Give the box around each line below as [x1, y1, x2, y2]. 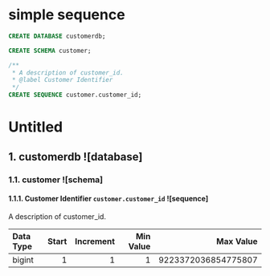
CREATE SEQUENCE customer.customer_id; [8, 91, 142, 99]
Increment [75, 235, 115, 246]
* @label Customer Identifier [11, 76, 113, 84]
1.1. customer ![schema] [8, 174, 103, 185]
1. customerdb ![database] [8, 150, 143, 164]
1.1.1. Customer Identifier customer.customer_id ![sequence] [8, 194, 209, 204]
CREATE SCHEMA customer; [8, 47, 92, 55]
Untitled [8, 118, 63, 136]
